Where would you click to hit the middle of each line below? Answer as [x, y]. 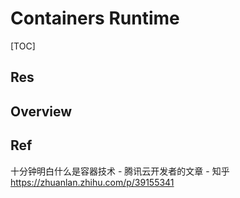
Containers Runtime [95, 18]
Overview [41, 111]
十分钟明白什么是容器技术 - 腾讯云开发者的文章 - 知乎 [120, 171]
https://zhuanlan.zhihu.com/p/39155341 [92, 182]
